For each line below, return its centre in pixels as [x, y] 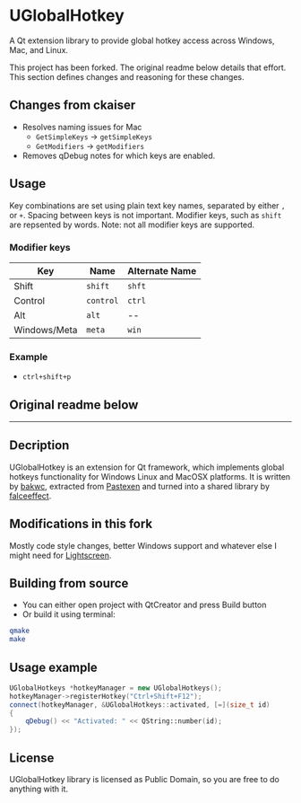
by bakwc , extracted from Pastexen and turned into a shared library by [140, 486]
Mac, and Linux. [39, 49]
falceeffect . [30, 496]
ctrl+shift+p [47, 377]
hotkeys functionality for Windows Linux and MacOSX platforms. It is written [150, 476]
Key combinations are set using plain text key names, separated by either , [147, 205]
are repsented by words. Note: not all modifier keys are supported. [132, 225]
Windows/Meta [46, 330]
